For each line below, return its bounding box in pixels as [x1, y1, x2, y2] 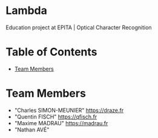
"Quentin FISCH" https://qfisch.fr [14, 113, 97, 120]
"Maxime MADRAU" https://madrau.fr [14, 119, 108, 126]
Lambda [5, 4, 48, 18]
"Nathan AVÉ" [14, 126, 50, 133]
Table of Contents [5, 45, 97, 59]
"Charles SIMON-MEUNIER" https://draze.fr [14, 106, 124, 114]
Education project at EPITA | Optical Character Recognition [5, 24, 152, 31]
